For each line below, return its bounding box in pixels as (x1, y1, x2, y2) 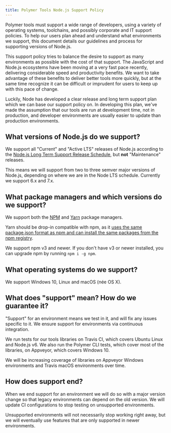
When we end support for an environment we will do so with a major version (5, 390, 166, 397)
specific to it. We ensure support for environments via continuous (5, 321, 143, 327)
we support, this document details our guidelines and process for (5, 38, 143, 44)
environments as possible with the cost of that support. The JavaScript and (5, 58, 164, 65)
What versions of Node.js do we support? (5, 133, 140, 141)
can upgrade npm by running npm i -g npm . (5, 251, 96, 257)
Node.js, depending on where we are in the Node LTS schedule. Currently (5, 172, 161, 178)
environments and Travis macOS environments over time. (5, 362, 126, 368)
